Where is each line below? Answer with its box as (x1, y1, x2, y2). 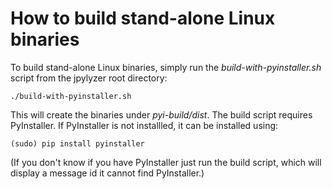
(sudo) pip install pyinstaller (10, 138, 145, 149)
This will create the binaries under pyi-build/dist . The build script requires (10, 108, 313, 121)
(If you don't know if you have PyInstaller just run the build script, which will (10, 156, 322, 168)
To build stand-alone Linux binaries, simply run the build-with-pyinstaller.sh (10, 61, 322, 73)
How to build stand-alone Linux (10, 7, 276, 30)
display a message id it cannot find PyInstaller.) (10, 167, 205, 179)
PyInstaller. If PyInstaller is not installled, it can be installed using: (10, 119, 279, 131)
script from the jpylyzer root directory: (10, 72, 168, 84)
